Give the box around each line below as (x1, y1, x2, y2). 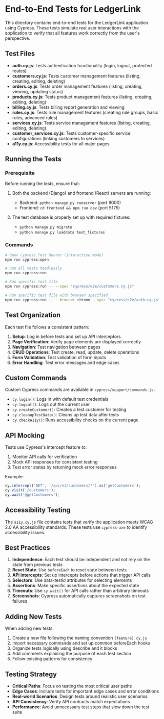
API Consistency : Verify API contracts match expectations (12, 699, 130, 705)
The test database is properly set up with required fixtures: (12, 214, 131, 220)
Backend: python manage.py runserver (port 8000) (19, 200, 121, 205)
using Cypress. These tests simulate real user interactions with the (5, 25, 139, 30)
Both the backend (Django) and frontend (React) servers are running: (12, 190, 151, 196)
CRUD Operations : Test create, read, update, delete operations (12, 349, 140, 355)
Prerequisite (5, 170, 35, 177)
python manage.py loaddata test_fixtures (19, 230, 105, 235)
